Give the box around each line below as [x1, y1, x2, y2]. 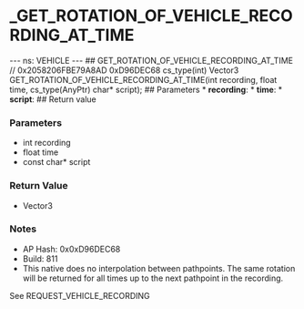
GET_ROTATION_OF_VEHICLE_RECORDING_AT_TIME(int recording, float [9, 74, 278, 85]
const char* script [22, 157, 91, 168]
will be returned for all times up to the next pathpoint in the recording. [22, 273, 284, 283]
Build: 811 [22, 252, 58, 264]
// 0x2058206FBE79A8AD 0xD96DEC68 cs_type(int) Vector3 [9, 65, 239, 76]
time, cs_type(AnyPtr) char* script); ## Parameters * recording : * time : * [9, 84, 283, 95]
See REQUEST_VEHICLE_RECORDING [9, 290, 150, 301]
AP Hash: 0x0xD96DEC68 [22, 243, 121, 254]
